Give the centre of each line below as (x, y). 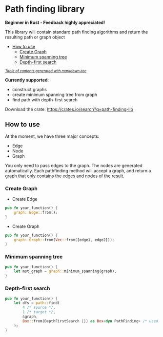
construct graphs (30, 89)
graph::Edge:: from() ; (36, 212)
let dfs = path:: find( (37, 303)
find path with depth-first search (45, 100)
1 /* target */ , (39, 312)
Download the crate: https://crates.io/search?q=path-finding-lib (69, 109)
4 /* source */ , (39, 308)
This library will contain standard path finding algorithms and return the (77, 32)
